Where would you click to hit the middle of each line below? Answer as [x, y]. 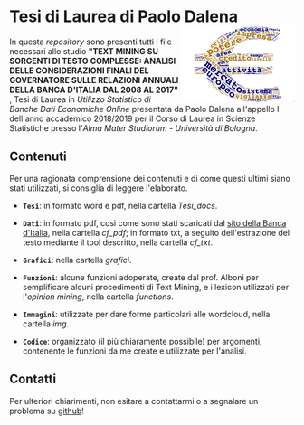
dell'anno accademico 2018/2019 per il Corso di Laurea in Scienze [133, 118]
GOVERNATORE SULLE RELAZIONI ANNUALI [94, 80]
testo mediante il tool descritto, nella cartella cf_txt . [118, 242]
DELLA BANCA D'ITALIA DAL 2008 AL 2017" [94, 90]
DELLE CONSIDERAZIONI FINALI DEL [79, 71]
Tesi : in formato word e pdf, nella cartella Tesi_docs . [120, 205]
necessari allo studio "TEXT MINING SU [84, 51]
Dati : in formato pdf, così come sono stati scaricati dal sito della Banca [154, 222]
